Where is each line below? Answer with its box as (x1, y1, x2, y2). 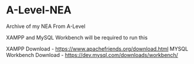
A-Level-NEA (6, 3, 72, 17)
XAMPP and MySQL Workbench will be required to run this (6, 34, 148, 41)
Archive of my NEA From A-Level (6, 23, 86, 30)
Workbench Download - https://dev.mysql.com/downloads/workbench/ (6, 51, 179, 58)
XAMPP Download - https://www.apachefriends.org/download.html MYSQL (6, 45, 189, 52)
